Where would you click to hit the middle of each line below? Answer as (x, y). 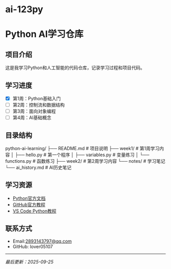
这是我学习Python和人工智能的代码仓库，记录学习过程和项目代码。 (75, 68)
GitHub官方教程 (29, 204)
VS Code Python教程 (35, 211)
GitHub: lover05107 (33, 246)
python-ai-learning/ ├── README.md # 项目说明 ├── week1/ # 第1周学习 (82, 148)
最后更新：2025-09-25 (29, 262)
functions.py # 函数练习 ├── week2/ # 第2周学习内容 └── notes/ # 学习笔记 (85, 161)
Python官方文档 (29, 198)
